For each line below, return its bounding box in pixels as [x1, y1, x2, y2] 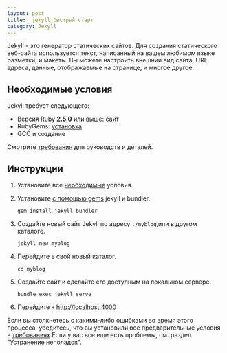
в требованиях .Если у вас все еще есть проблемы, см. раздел [7, 331, 192, 339]
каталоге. [17, 227, 46, 235]
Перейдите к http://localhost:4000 [17, 303, 117, 311]
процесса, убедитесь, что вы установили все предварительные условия [7, 323, 221, 332]
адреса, [7, 63, 31, 72]
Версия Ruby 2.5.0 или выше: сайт [17, 115, 119, 124]
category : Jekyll [7, 23, 57, 30]
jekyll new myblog [17, 240, 70, 247]
